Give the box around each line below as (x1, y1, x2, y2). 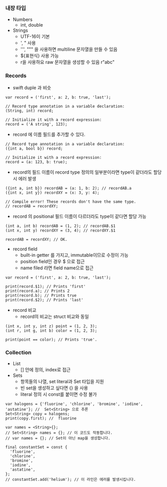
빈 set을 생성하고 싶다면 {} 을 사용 (20, 385, 88, 391)
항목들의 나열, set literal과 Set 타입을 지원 (20, 378, 104, 385)
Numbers (12, 16, 33, 23)
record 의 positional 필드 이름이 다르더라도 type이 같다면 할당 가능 (12, 213, 147, 219)
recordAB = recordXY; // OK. (5, 237, 68, 242)
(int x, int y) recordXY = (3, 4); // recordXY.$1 (5, 228, 116, 233)
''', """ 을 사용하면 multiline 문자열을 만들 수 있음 (20, 46, 118, 52)
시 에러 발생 (12, 175, 37, 181)
